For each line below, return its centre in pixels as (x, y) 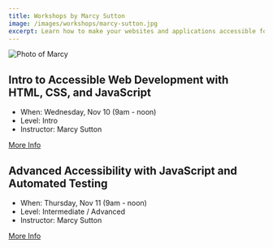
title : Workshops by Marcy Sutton (67, 16)
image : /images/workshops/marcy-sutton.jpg (83, 24)
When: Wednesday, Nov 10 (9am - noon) (88, 112)
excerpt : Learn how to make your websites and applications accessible (132, 31)
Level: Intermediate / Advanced (73, 211)
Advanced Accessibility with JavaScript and (123, 170)
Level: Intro (39, 121)
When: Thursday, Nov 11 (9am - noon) (84, 203)
